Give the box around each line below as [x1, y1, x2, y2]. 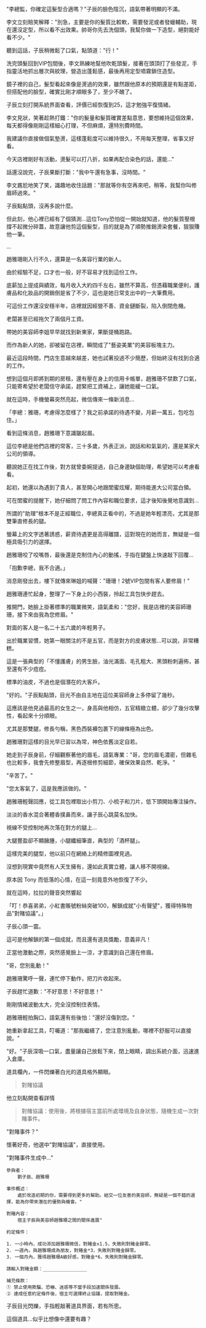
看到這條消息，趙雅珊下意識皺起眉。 [6, 430, 98, 436]
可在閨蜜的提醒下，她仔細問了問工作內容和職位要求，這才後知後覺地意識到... [6, 497, 199, 504]
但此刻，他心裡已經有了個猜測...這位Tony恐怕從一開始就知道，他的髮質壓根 [6, 215, 196, 222]
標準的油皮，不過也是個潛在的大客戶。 [6, 678, 103, 685]
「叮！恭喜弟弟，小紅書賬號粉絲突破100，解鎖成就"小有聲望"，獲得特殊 [6, 902, 187, 909]
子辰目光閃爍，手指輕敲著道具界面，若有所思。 [6, 1302, 124, 1310]
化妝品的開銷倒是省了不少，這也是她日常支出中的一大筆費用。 [22, 289, 178, 296]
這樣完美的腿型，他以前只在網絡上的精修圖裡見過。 [6, 850, 135, 857]
